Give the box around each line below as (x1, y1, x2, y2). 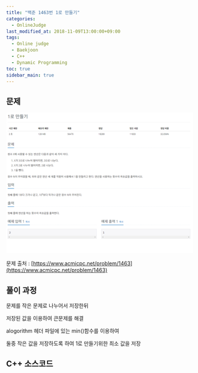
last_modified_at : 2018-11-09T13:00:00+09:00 (6, 28, 120, 34)
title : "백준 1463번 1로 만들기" (6, 9, 80, 15)
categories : (6, 15, 36, 22)
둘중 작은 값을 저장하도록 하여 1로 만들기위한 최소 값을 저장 (6, 340, 141, 347)
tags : (6, 34, 20, 41)
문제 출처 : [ (6, 260, 34, 267)
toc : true (6, 66, 31, 72)
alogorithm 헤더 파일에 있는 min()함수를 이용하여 (6, 327, 120, 334)
